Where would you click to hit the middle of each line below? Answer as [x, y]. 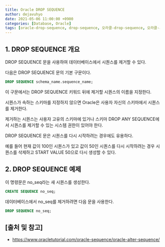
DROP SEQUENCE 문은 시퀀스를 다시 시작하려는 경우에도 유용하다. [69, 136]
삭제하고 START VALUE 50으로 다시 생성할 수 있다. [67, 152]
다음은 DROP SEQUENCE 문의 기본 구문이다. [48, 72]
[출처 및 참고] [24, 227]
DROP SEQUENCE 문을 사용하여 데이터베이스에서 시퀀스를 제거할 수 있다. [76, 62]
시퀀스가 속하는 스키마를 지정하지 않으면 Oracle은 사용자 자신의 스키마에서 [76, 102]
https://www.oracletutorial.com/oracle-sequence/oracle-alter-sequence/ [86, 240]
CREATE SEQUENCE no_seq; [30, 191]
